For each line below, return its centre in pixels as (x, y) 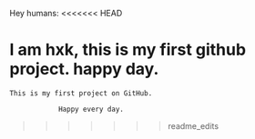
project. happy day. (84, 69)
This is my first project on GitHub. (81, 93)
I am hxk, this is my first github (128, 50)
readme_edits (194, 125)
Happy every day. (91, 109)
